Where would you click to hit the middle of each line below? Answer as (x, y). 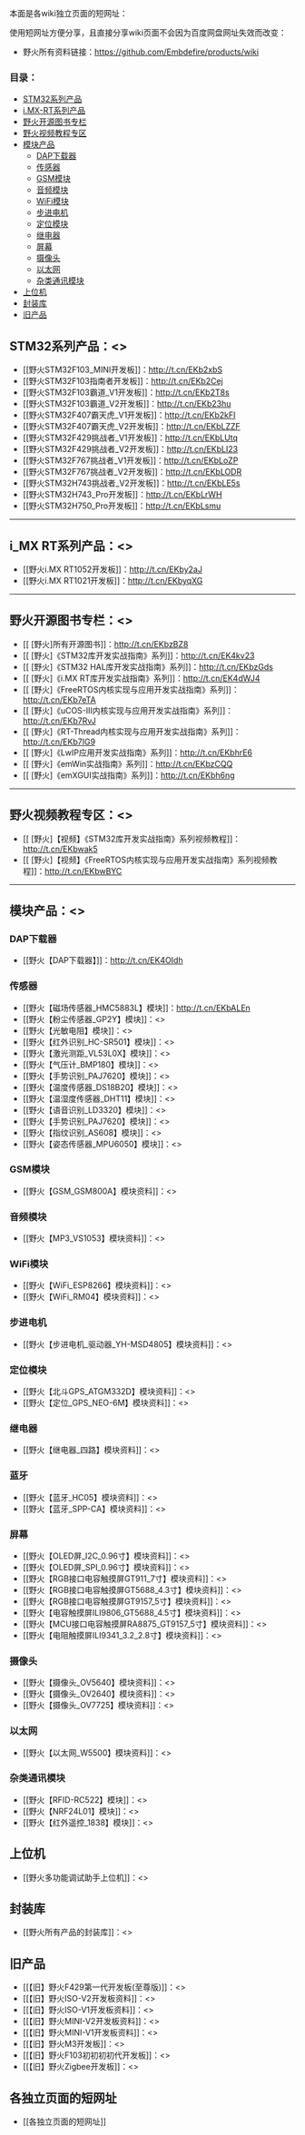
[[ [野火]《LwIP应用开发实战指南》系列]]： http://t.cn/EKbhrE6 (137, 753)
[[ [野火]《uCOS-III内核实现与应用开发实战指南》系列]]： (128, 710)
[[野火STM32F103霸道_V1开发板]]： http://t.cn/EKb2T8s (126, 392)
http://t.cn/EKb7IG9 (59, 742)
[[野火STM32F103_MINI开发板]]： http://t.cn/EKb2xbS (123, 369)
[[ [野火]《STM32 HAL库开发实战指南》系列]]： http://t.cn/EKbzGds (148, 666)
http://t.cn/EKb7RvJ (59, 721)
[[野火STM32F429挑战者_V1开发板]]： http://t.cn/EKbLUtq (130, 438)
